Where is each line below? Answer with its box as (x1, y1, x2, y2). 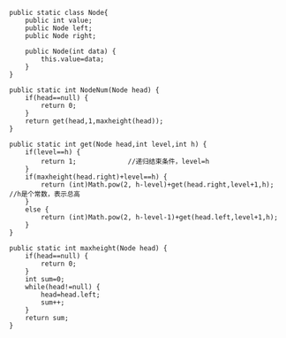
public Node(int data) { (25, 47, 117, 56)
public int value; (25, 16, 93, 25)
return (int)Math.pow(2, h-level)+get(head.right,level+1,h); (41, 181, 275, 189)
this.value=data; (41, 55, 104, 64)
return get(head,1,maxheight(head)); (25, 117, 164, 126)
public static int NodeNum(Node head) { (9, 86, 161, 95)
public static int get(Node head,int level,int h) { (9, 140, 207, 149)
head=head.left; (41, 290, 101, 299)
